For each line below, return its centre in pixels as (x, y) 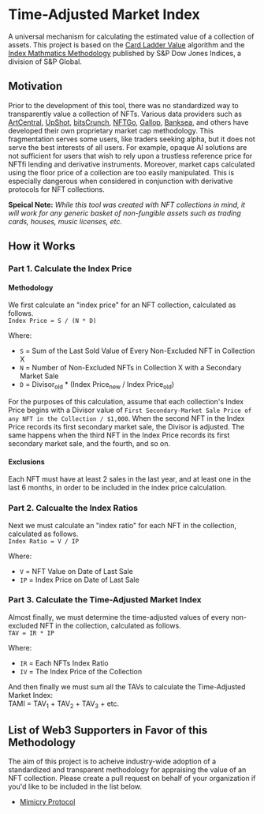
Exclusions (26, 461)
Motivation (35, 86)
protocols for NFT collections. (56, 189)
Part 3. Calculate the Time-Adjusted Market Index (105, 600)
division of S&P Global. (45, 62)
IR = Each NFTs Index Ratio (64, 663)
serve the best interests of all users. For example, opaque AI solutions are (128, 147)
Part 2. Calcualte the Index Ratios (73, 508)
